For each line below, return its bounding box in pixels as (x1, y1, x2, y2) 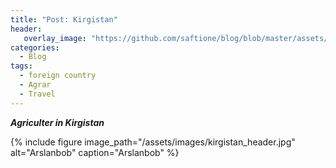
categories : (10, 42, 60, 53)
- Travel (19, 89, 56, 99)
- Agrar (19, 80, 52, 90)
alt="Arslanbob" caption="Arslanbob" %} (10, 146, 180, 158)
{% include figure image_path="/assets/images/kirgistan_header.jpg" (10, 136, 296, 148)
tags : (10, 61, 33, 71)
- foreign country (19, 71, 97, 81)
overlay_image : (23, 33, 87, 43)
